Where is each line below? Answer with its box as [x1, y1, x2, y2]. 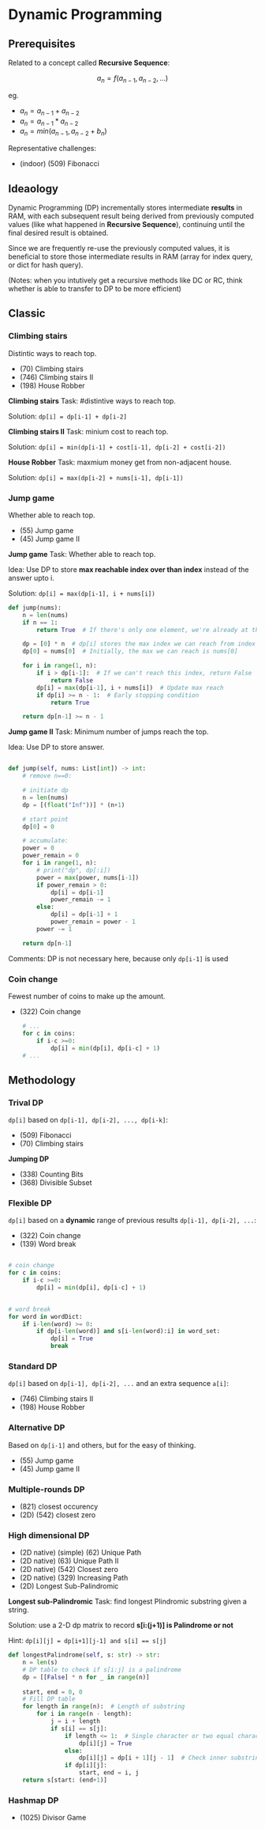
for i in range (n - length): [36, 1710, 132, 1718]
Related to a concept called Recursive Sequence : [8, 58, 170, 67]
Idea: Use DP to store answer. [8, 742, 105, 752]
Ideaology [8, 182, 59, 195]
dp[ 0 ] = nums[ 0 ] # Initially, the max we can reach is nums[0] [22, 647, 238, 656]
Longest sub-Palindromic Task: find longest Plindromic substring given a [8, 1596, 247, 1607]
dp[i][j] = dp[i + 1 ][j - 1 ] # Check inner [78, 1754, 227, 1762]
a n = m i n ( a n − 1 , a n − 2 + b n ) [19, 127, 108, 138]
